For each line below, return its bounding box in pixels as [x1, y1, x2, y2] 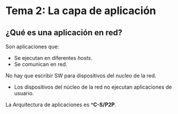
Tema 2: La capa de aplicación [5, 4, 156, 18]
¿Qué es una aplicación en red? [5, 28, 123, 38]
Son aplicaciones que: [5, 43, 59, 50]
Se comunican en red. [14, 61, 68, 68]
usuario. [14, 90, 34, 96]
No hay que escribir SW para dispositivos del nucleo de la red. [5, 72, 156, 79]
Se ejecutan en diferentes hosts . [14, 55, 93, 61]
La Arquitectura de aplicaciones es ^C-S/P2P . [5, 101, 117, 108]
